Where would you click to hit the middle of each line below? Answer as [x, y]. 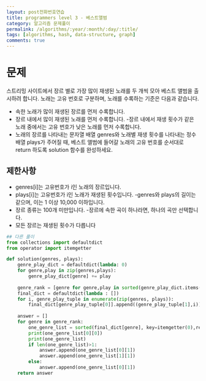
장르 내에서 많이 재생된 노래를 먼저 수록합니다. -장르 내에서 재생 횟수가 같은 [105, 119]
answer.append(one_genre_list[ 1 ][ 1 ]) [87, 356]
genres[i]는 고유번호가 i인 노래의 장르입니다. [68, 187]
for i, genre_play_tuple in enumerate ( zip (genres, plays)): [96, 299]
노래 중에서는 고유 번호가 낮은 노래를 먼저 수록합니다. [78, 127]
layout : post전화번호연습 [36, 12]
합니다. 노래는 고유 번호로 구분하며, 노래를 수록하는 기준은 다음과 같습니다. [111, 98]
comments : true [26, 40]
